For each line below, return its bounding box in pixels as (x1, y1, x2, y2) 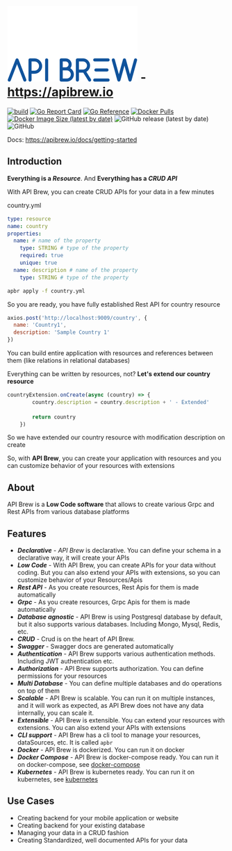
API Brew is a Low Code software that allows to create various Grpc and (7, 500, 215, 509)
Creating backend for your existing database (17, 821, 145, 829)
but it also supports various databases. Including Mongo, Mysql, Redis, (17, 620, 221, 628)
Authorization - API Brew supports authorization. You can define (17, 665, 204, 672)
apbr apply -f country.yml (7, 287, 85, 294)
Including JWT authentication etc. (17, 657, 115, 665)
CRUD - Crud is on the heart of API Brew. (17, 635, 135, 643)
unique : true (19, 259, 58, 266)
